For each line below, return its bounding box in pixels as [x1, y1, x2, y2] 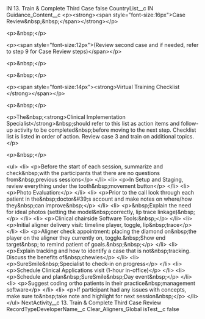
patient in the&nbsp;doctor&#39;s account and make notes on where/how [6, 195, 192, 203]
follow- [181, 120, 199, 127]
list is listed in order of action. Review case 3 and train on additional [6, 133, 176, 140]
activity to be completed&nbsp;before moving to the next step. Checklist [14, 126, 196, 134]
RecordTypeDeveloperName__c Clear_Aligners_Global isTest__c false [6, 306, 179, 312]
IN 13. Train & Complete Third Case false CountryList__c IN [6, 5, 154, 12]
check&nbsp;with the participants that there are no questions [6, 170, 160, 176]
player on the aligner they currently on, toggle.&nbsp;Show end [6, 234, 166, 242]
